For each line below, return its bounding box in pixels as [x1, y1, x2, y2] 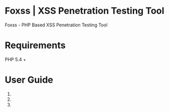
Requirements [5, 40, 66, 51]
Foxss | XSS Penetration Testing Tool [5, 5, 164, 17]
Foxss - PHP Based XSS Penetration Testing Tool [5, 22, 108, 28]
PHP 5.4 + [5, 56, 27, 62]
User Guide [5, 74, 54, 86]
